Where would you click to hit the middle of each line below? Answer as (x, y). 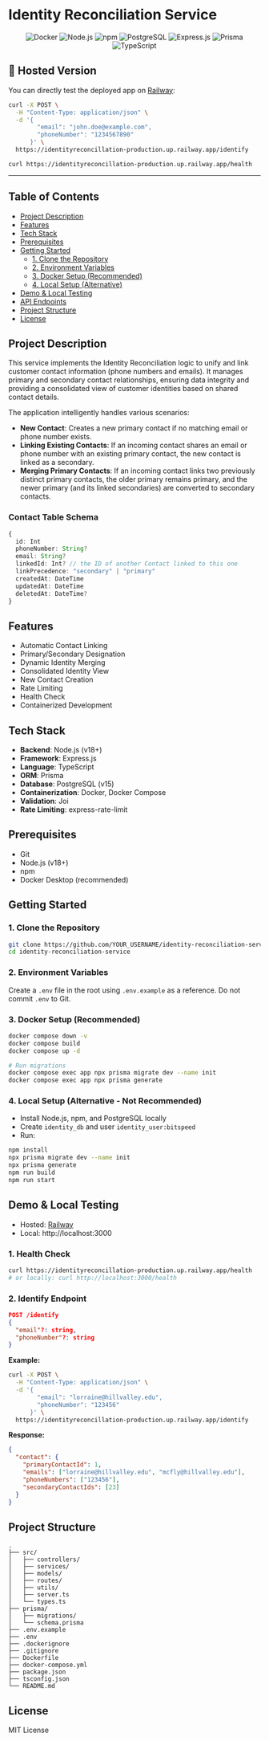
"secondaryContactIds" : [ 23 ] (71, 1487)
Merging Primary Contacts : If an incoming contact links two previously (137, 471)
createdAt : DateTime (50, 579)
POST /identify (34, 1315)
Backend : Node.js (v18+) (61, 750)
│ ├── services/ (39, 1567)
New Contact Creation (56, 679)
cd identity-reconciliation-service (69, 952)
